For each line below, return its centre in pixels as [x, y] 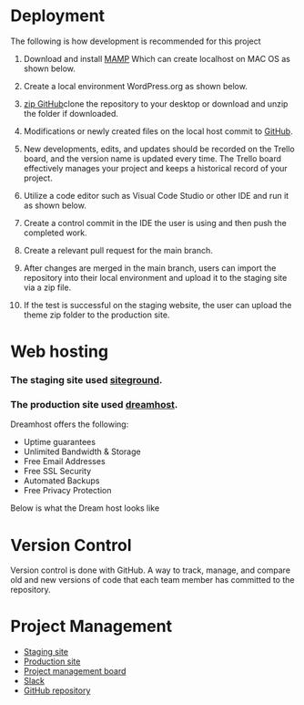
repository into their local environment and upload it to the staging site [155, 277]
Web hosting [59, 352]
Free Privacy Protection [67, 491]
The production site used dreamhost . [94, 404]
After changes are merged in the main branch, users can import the [150, 268]
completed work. [55, 233]
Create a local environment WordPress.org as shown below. [136, 86]
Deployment [58, 16]
